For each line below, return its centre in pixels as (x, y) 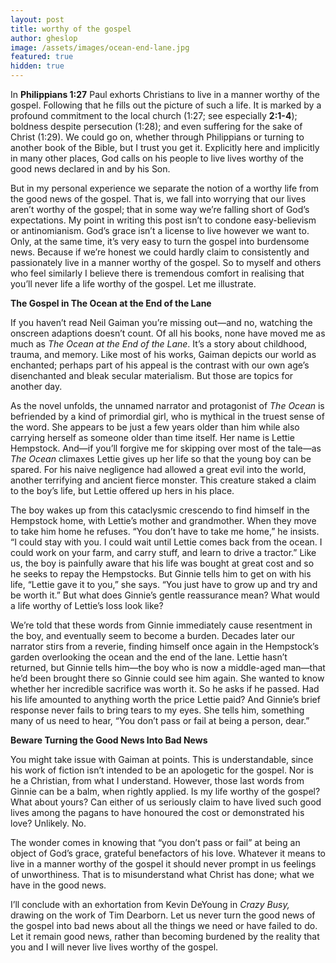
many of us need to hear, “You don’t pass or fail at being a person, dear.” (160, 720)
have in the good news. (58, 885)
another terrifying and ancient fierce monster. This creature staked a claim (163, 480)
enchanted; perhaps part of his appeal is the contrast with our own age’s (160, 365)
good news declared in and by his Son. (90, 169)
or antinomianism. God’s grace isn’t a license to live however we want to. (160, 230)
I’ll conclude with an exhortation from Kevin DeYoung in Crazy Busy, (150, 904)
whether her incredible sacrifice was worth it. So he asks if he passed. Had (165, 689)
